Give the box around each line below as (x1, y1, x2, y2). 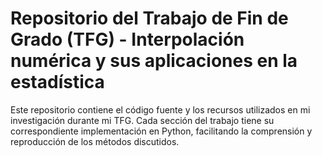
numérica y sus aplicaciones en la (10, 50, 298, 72)
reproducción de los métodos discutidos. (10, 135, 180, 147)
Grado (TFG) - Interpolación (10, 28, 245, 51)
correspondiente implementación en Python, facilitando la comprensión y (10, 125, 313, 137)
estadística (10, 71, 105, 94)
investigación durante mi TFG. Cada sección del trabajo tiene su (10, 114, 275, 126)
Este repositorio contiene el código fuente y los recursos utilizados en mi (10, 103, 311, 116)
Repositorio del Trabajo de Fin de (10, 7, 289, 30)
